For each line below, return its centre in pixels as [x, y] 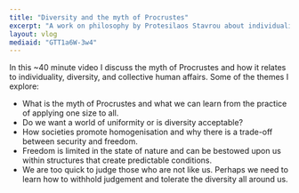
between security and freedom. [80, 141]
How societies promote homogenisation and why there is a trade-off [147, 132]
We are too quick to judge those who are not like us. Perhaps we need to [155, 170]
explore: [24, 86]
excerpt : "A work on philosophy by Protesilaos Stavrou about [127, 26]
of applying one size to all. [70, 113]
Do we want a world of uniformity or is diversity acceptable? [132, 123]
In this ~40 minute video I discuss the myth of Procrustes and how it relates [148, 68]
